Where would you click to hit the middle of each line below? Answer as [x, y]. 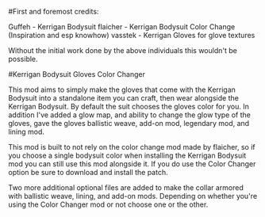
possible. [23, 59]
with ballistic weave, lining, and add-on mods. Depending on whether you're [133, 196]
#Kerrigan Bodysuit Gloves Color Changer [77, 74]
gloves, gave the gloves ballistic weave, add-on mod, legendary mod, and [129, 123]
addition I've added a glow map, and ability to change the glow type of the [130, 115]
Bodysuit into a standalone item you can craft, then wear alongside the [124, 98]
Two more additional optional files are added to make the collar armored [126, 188]
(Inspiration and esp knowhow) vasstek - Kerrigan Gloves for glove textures [132, 35]
